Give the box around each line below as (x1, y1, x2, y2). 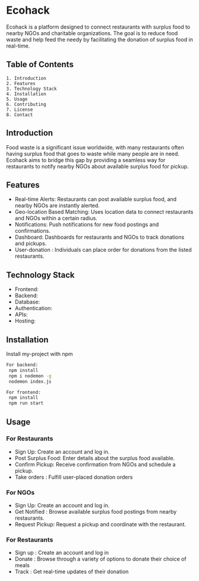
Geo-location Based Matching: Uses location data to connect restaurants (14, 208, 194, 215)
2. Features (6, 80, 36, 86)
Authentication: (14, 305, 52, 312)
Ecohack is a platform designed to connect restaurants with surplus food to (6, 23, 191, 30)
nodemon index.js (8, 379, 52, 385)
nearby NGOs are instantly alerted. (14, 202, 100, 209)
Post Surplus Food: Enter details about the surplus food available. (14, 454, 175, 461)
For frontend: (6, 389, 42, 395)
